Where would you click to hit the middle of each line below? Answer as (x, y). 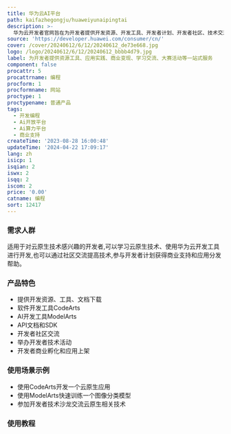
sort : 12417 (24, 205)
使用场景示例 (29, 370)
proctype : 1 (24, 97)
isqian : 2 (21, 167)
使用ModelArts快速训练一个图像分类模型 (74, 395)
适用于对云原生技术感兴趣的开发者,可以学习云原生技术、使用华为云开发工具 (113, 247)
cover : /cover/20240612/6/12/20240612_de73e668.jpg (82, 45)
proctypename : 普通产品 (39, 103)
